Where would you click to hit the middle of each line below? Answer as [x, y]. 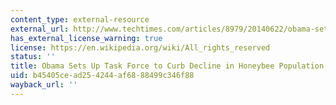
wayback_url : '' [44, 85]
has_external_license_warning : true [86, 38]
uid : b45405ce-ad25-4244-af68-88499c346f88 [102, 76]
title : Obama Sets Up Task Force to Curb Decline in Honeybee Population [167, 66]
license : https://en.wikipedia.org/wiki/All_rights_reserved [140, 47]
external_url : [40, 29]
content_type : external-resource [80, 19]
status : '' [33, 57]
